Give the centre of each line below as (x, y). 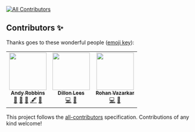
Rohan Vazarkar (115, 93)
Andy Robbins (28, 93)
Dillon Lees (71, 93)
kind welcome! (24, 123)
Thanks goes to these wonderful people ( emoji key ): (70, 42)
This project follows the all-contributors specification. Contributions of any (98, 117)
